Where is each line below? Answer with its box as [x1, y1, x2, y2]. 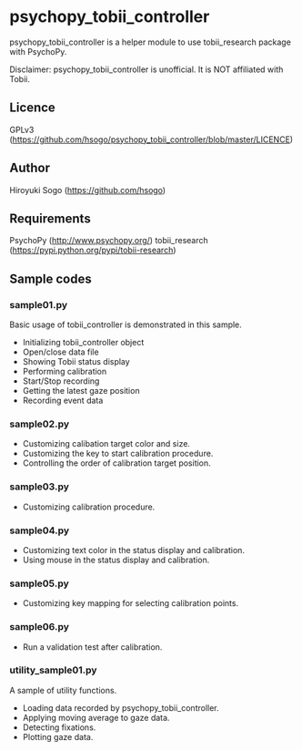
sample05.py [9, 577, 70, 590]
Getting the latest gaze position [22, 386, 140, 396]
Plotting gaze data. [22, 731, 94, 742]
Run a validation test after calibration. [22, 641, 163, 653]
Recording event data [22, 395, 104, 406]
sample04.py [9, 524, 70, 537]
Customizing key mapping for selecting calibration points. [22, 598, 239, 609]
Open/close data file [22, 346, 99, 357]
